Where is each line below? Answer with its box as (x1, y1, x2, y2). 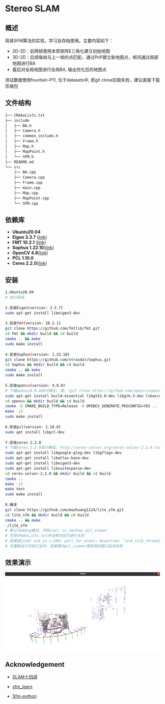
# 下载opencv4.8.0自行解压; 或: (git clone (5, 388, 90, 393)
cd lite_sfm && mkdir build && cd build (5, 512, 89, 517)
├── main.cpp (14, 185, 41, 191)
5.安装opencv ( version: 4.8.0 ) (5, 383, 65, 388)
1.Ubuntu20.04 (5, 290, 34, 295)
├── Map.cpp (14, 190, 38, 196)
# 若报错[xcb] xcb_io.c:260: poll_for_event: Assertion (5, 538, 120, 543)
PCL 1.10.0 (12, 255, 34, 261)
